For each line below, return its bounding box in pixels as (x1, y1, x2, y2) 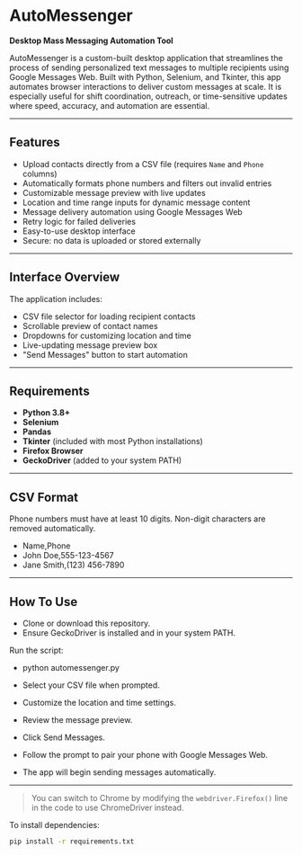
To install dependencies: (9, 820, 101, 830)
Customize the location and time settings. (22, 698, 177, 708)
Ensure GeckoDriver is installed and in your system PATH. (22, 628, 236, 638)
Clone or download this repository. (22, 618, 151, 628)
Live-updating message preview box (22, 339, 158, 351)
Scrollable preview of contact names (22, 320, 159, 331)
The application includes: (9, 293, 103, 304)
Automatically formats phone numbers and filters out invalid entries (22, 177, 272, 189)
